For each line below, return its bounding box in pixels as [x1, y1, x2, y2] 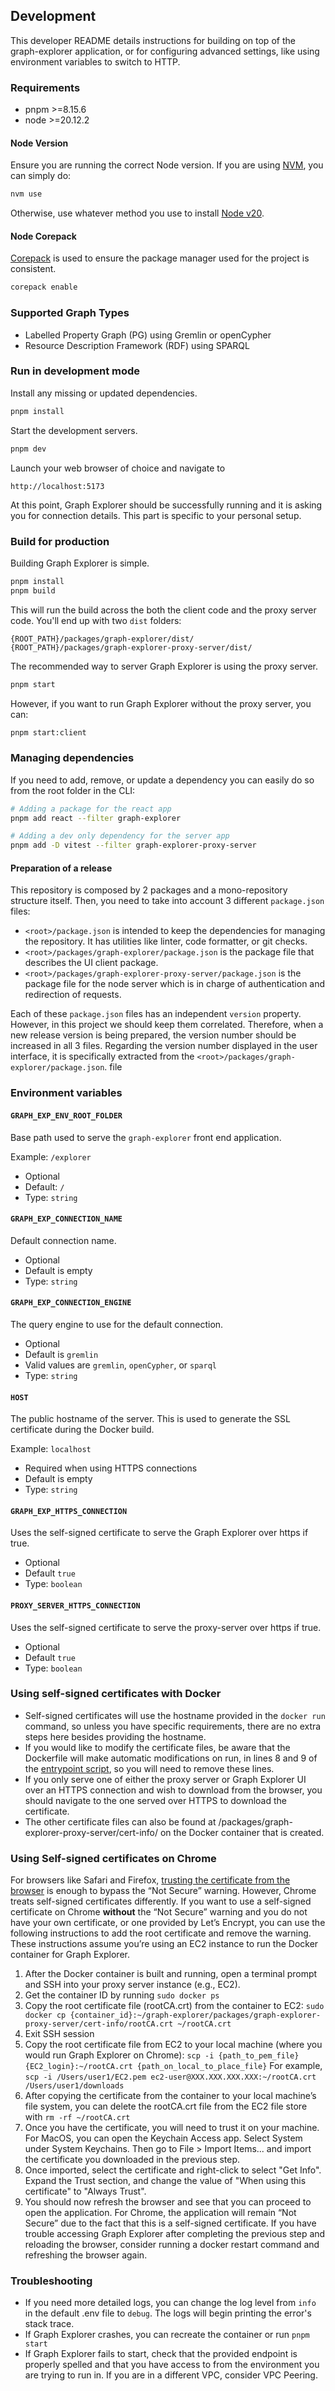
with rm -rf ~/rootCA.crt [24, 2111, 131, 2123]
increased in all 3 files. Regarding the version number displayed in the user [10, 1040, 318, 1052]
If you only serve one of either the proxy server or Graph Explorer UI [24, 1773, 307, 1785]
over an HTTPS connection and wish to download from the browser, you [24, 1784, 323, 1796]
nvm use [10, 189, 43, 199]
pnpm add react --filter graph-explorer [10, 813, 182, 823]
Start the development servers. [10, 424, 138, 436]
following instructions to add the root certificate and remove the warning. [10, 1927, 312, 1939]
